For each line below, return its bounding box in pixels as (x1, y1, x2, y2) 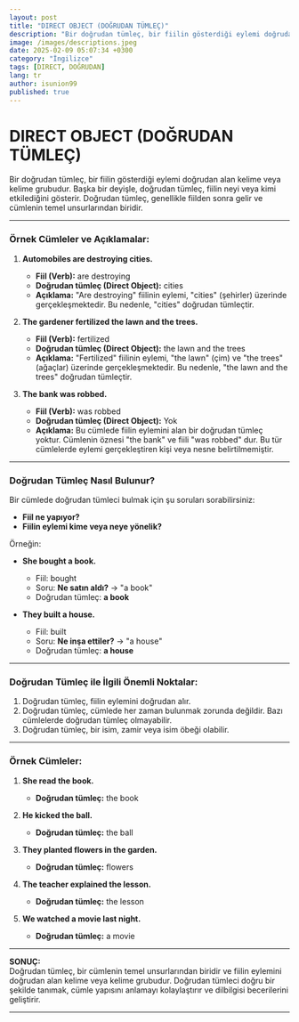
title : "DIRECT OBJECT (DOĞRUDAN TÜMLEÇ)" (9, 21, 169, 30)
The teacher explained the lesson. (21, 879, 151, 889)
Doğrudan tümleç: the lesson (35, 896, 145, 906)
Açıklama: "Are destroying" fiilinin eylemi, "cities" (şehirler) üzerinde (35, 289, 287, 300)
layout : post (9, 12, 58, 22)
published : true (9, 87, 69, 96)
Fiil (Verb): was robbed (35, 406, 122, 417)
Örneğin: (9, 539, 42, 549)
